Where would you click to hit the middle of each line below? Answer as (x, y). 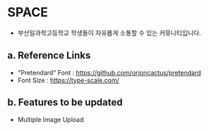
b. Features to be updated (65, 102)
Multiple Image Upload (51, 119)
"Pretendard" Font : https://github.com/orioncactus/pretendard (109, 72)
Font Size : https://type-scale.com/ (68, 80)
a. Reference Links (49, 56)
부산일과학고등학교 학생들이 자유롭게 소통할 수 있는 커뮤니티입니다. (109, 33)
